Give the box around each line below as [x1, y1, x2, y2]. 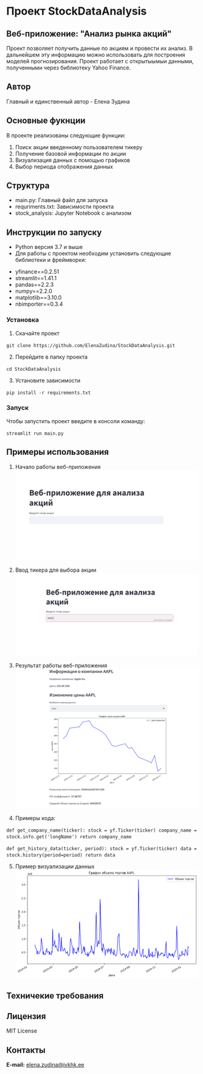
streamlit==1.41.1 [15, 275, 57, 282]
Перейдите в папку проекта [15, 353, 88, 360]
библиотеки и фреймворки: [15, 256, 87, 264]
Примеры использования [6, 447, 109, 457]
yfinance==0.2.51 [15, 268, 60, 275]
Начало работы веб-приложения [15, 463, 101, 470]
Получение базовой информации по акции [15, 150, 126, 157]
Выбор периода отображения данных [15, 163, 114, 170]
